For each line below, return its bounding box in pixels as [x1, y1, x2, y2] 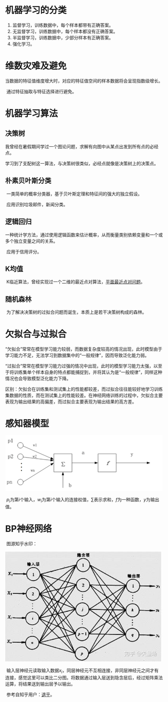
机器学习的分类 [5, 5, 67, 16]
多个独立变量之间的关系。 [5, 238, 58, 244]
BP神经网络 [5, 523, 52, 535]
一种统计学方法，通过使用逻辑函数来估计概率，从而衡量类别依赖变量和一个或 [5, 231, 163, 238]
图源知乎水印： [6, 541, 37, 547]
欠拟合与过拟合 [5, 328, 67, 340]
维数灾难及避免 [5, 61, 67, 72]
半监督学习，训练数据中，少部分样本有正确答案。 [12, 35, 113, 41]
